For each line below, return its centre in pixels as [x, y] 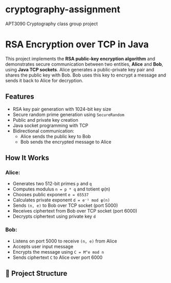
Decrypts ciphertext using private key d [54, 216]
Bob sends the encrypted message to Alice [66, 142]
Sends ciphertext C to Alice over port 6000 [58, 257]
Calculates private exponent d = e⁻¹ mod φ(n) [61, 200]
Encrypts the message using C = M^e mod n [58, 252]
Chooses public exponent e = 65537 [51, 195]
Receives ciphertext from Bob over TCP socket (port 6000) [75, 211]
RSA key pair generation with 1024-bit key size [62, 109]
